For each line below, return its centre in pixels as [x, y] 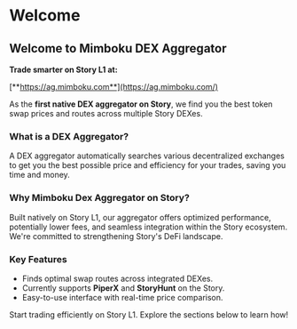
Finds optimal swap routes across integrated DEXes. [117, 278]
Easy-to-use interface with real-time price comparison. [122, 297]
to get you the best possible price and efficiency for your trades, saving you [148, 165]
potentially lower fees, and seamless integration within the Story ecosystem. [148, 227]
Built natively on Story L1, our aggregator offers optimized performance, [141, 217]
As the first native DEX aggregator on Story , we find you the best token [141, 104]
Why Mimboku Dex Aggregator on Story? [100, 198]
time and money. [40, 175]
